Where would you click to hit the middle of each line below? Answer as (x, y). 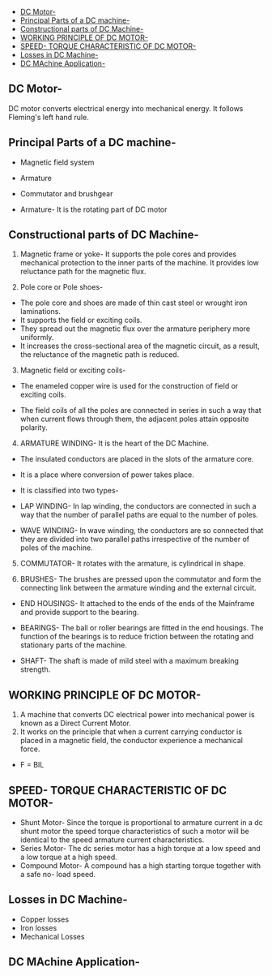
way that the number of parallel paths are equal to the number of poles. (139, 515)
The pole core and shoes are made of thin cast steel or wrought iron (134, 303)
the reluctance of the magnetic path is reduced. (100, 355)
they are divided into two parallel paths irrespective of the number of (134, 540)
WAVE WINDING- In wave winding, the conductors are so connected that (142, 531)
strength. (35, 669)
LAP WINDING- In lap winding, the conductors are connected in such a (138, 506)
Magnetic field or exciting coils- (73, 370)
